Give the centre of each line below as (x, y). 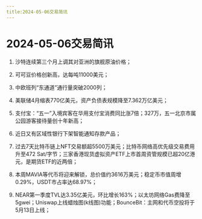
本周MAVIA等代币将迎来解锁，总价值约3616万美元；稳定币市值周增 (98, 174)
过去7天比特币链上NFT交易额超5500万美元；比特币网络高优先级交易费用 (105, 146)
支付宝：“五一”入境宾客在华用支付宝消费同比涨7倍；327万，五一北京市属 (106, 113)
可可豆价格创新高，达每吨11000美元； (62, 74)
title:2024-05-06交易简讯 (37, 12)
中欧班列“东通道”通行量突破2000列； (61, 87)
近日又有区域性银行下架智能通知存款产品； (68, 133)
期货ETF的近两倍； (55, 162)
